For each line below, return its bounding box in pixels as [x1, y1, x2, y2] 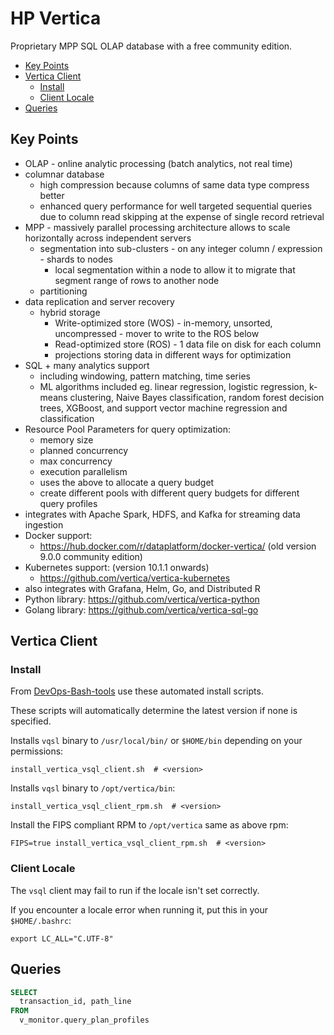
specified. [10, 715, 52, 727]
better [39, 189, 65, 201]
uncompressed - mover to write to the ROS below [54, 327, 260, 339]
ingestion [24, 518, 64, 531]
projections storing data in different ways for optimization [54, 348, 292, 361]
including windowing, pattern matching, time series [39, 370, 251, 382]
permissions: [10, 745, 64, 757]
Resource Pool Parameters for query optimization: [24, 423, 232, 435]
